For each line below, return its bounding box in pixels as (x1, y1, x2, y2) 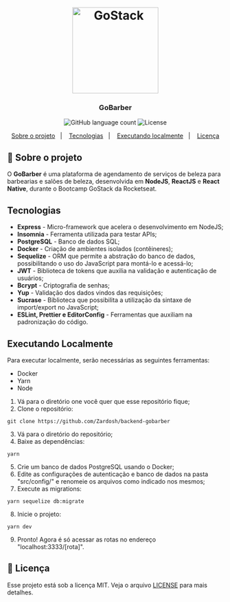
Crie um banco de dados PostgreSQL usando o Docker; (16, 462, 174, 471)
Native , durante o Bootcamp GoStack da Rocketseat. (7, 184, 157, 193)
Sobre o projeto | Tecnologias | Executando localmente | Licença (11, 131, 220, 140)
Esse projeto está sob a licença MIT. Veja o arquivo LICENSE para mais (7, 581, 208, 589)
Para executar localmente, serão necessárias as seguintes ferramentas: (7, 356, 210, 364)
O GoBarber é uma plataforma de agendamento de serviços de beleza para (7, 170, 221, 178)
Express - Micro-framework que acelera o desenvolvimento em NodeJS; (16, 223, 224, 231)
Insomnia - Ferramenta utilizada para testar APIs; (16, 230, 157, 239)
